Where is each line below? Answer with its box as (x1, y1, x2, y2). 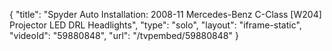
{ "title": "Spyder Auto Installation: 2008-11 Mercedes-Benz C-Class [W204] (9, 9, 322, 20)
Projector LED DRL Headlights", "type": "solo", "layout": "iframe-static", (9, 19, 302, 31)
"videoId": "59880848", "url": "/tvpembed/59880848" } (9, 30, 239, 41)
